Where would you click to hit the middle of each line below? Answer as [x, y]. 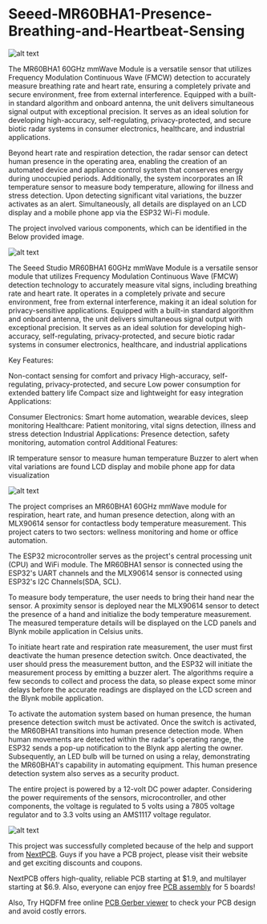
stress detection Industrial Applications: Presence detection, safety [119, 434]
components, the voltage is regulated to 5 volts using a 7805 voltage [121, 806]
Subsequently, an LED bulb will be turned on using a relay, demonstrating [129, 756]
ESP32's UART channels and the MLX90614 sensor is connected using [125, 573]
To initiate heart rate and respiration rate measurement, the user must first [131, 647]
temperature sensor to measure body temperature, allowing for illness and [131, 186]
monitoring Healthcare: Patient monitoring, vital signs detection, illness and [132, 425]
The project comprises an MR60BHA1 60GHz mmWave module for [117, 506]
